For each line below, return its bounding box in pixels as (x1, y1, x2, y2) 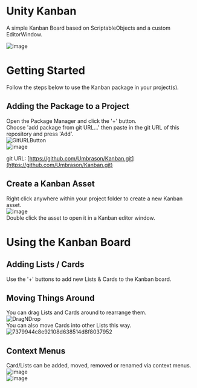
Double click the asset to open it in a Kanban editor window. (6, 214, 155, 222)
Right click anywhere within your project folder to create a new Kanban (6, 195, 183, 202)
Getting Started (6, 64, 86, 77)
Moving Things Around (6, 292, 95, 303)
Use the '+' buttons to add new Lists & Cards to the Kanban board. (6, 275, 172, 283)
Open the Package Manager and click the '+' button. (6, 117, 137, 125)
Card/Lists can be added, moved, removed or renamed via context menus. (6, 362, 192, 369)
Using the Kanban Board (6, 235, 131, 249)
